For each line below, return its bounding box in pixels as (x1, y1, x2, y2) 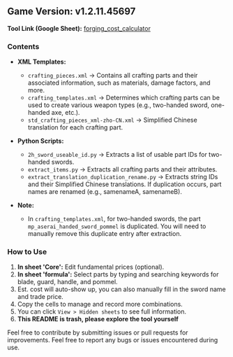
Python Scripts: (17, 136, 64, 146)
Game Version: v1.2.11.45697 (7, 6, 136, 17)
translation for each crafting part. (27, 123, 123, 132)
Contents (7, 41, 40, 51)
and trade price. (17, 293, 64, 301)
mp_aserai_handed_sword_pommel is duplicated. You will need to (27, 222, 206, 230)
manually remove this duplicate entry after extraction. (27, 230, 182, 238)
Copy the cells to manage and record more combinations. (17, 300, 183, 309)
